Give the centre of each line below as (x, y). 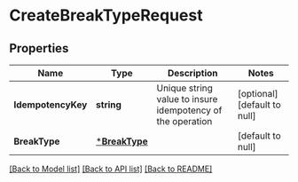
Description (193, 73)
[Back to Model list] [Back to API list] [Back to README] (111, 169)
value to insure (187, 99)
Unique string (184, 88)
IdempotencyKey (51, 105)
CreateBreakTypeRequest (106, 16)
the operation (184, 121)
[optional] (258, 94)
